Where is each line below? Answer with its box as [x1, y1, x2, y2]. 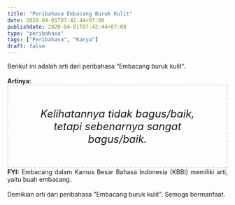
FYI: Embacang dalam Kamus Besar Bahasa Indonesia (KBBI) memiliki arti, [7, 168, 228, 176]
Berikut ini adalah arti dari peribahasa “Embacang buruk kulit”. [7, 62, 186, 70]
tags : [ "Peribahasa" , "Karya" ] [7, 36, 99, 43]
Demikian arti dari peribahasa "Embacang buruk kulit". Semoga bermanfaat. [7, 190, 226, 198]
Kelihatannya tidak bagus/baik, [40, 107, 195, 120]
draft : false [7, 43, 45, 50]
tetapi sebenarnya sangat [53, 120, 182, 133]
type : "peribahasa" [7, 29, 64, 37]
